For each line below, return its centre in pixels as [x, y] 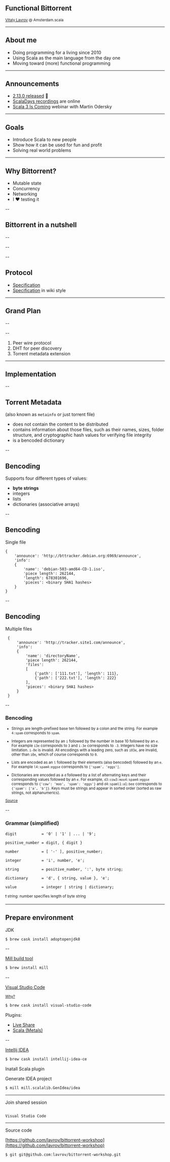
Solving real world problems [42, 150]
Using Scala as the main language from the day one [66, 58]
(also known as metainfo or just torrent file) [50, 414]
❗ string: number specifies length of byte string [46, 896]
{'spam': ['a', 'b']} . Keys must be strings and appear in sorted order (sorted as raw [87, 788]
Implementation [31, 374]
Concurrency [26, 189]
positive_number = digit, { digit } [44, 843]
